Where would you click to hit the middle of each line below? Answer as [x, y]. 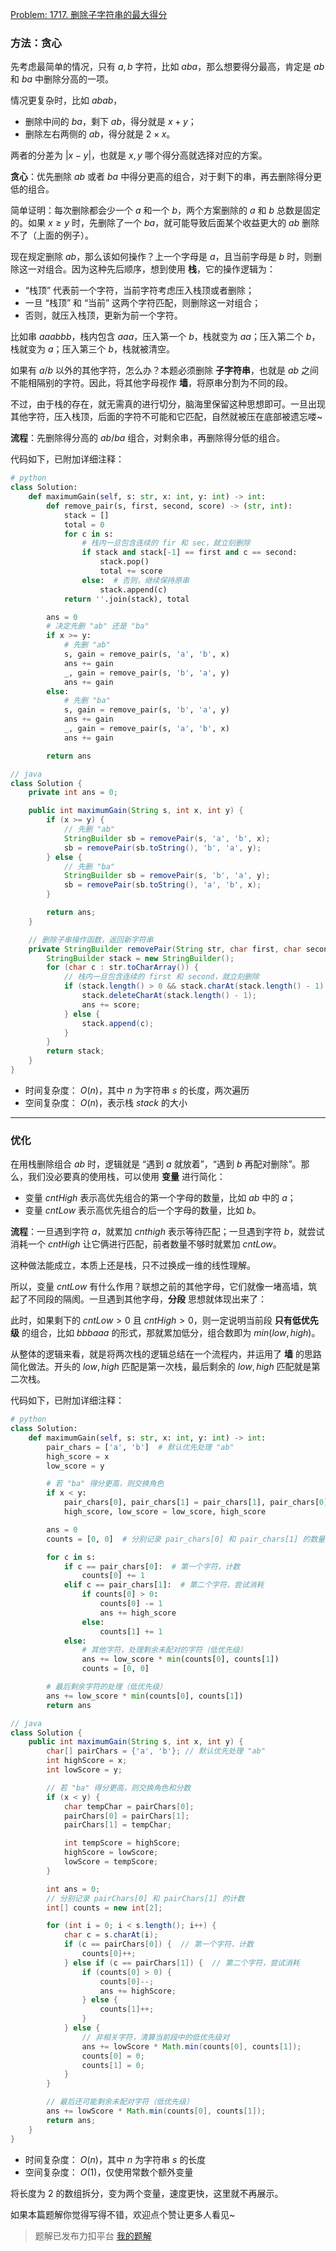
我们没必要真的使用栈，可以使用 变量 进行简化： [126, 1177]
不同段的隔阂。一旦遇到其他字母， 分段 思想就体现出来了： [147, 1299]
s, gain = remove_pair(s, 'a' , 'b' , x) [146, 654]
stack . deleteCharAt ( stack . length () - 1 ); [169, 996]
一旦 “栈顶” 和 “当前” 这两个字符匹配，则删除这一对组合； [143, 303]
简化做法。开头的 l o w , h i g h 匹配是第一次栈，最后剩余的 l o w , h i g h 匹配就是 [161, 1367]
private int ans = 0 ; [73, 793]
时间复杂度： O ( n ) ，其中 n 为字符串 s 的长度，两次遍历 [137, 1090]
